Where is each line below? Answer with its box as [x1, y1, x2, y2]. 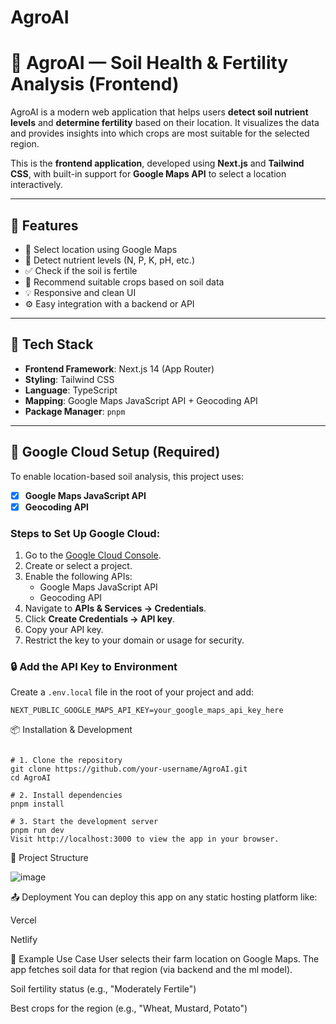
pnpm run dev [10, 826, 65, 836]
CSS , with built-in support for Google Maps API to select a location [10, 168, 287, 180]
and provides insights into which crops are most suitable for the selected [10, 127, 310, 140]
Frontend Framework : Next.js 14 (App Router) [24, 362, 215, 375]
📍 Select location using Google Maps [24, 243, 178, 255]
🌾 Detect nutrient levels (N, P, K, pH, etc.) [24, 254, 195, 266]
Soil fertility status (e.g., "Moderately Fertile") [10, 983, 197, 995]
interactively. [10, 179, 63, 191]
